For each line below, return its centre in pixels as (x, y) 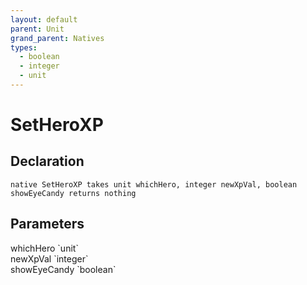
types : (24, 47)
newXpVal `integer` (49, 258)
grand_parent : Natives (57, 38)
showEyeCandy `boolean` (63, 269)
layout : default (44, 19)
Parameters (47, 224)
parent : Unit (37, 29)
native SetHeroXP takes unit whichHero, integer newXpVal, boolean (154, 184)
